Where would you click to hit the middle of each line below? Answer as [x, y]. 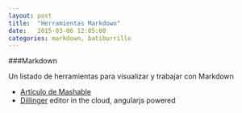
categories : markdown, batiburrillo [70, 38]
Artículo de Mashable [55, 92]
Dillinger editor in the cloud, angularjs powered [98, 100]
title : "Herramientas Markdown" [65, 23]
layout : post [30, 16]
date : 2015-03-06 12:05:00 [57, 30]
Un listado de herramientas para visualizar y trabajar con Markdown [121, 76]
